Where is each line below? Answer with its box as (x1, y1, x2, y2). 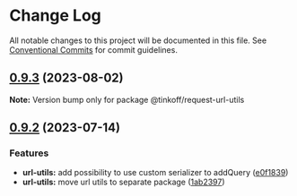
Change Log (9, 5, 101, 26)
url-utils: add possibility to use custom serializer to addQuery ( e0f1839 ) (22, 167, 289, 178)
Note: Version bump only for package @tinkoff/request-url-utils (9, 94, 245, 105)
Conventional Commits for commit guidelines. (9, 44, 178, 55)
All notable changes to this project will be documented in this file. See (9, 35, 267, 46)
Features (9, 147, 49, 159)
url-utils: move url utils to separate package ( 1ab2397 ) (22, 176, 226, 188)
